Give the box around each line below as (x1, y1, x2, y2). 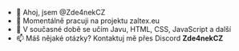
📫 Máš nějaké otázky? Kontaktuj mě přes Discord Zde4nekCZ (15, 33, 224, 43)
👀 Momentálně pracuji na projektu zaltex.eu (15, 16, 160, 25)
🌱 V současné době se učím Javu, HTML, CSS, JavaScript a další (15, 25, 231, 33)
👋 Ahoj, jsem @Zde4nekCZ (15, 8, 106, 17)
